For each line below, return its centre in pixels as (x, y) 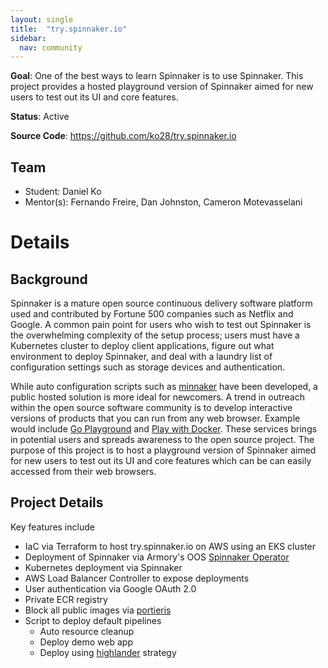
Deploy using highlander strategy (108, 652)
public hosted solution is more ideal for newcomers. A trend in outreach (158, 397)
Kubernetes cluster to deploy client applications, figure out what (142, 346)
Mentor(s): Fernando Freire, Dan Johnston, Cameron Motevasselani (163, 202)
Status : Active (40, 117)
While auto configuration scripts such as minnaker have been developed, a (164, 387)
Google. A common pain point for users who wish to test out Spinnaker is (161, 325)
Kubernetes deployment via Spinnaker (103, 567)
